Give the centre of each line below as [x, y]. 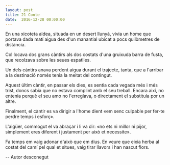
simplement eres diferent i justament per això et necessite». [68, 132]
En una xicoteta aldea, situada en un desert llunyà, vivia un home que [78, 34]
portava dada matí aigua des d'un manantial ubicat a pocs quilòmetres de [82, 39]
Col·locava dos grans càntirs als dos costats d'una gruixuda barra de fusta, [84, 54]
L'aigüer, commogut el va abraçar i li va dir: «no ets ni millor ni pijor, [76, 127]
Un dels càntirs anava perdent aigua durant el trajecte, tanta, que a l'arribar [84, 70]
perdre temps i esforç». [30, 117]
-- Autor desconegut [27, 157]
